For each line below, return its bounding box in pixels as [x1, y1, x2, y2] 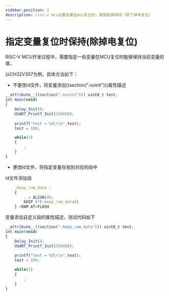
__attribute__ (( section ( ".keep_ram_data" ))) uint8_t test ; [5, 224, 134, 230]
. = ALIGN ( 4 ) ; [24, 194, 54, 200]
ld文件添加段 [5, 175, 32, 181]
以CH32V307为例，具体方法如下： [5, 71, 78, 77]
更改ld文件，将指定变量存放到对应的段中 [12, 164, 98, 170]
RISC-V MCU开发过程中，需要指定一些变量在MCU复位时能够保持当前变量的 [5, 54, 164, 60]
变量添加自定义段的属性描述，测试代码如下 [5, 214, 95, 221]
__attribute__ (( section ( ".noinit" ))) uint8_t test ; [5, 92, 118, 97]
